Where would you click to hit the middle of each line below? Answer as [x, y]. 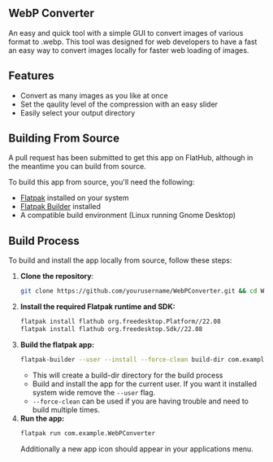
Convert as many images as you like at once [94, 95]
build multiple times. [66, 409]
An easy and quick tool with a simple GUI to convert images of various [126, 33]
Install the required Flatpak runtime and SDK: [98, 307]
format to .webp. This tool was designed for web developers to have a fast [133, 41]
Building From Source [64, 139]
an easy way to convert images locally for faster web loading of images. [129, 50]
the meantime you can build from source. [77, 167]
